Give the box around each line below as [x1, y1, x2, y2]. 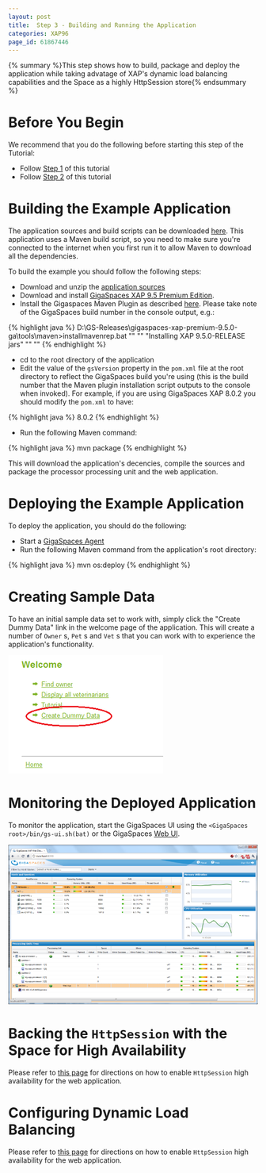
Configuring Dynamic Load [8, 1103, 189, 1121]
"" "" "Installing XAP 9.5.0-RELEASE [128, 332, 245, 341]
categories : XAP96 [8, 29, 69, 37]
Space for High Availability [8, 1041, 187, 1060]
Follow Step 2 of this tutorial [19, 172, 112, 182]
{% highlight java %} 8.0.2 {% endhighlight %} [8, 412, 160, 422]
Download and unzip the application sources [19, 282, 165, 292]
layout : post [8, 13, 51, 21]
